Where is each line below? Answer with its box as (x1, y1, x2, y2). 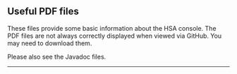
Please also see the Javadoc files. (7, 52, 107, 61)
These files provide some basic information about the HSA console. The (7, 24, 217, 32)
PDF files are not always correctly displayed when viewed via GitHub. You (7, 31, 222, 40)
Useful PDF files (7, 6, 79, 17)
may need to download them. (7, 38, 92, 47)
